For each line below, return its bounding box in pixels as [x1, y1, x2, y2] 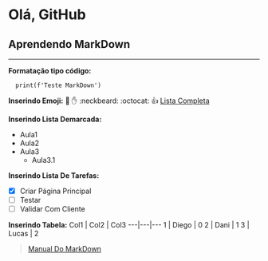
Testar [19, 196, 41, 205]
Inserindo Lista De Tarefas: [8, 171, 100, 180]
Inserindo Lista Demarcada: [8, 114, 102, 124]
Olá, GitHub [8, 6, 86, 24]
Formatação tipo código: [8, 66, 92, 75]
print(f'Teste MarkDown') [15, 81, 102, 89]
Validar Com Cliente [19, 204, 85, 214]
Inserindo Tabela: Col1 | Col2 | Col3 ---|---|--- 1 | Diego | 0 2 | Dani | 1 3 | [8, 220, 250, 230]
